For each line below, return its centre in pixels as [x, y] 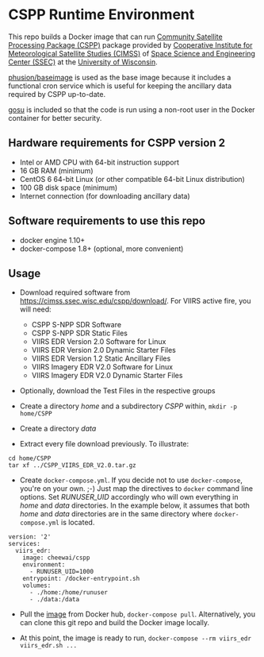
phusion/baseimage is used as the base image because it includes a [120, 77]
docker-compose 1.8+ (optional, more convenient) [101, 249]
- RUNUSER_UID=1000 [61, 572]
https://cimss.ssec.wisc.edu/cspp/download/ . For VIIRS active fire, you [135, 301]
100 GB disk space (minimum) [69, 187]
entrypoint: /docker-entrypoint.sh [81, 579]
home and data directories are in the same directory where [116, 514]
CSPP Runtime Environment [101, 15]
